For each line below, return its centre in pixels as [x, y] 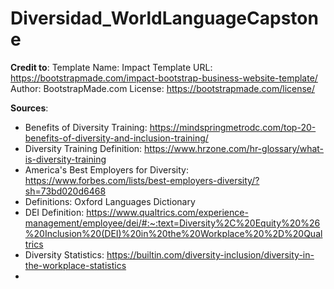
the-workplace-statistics [75, 265]
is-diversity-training [65, 159]
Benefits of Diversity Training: [86, 127]
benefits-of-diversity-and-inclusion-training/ [116, 138]
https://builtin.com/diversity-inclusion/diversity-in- [210, 254]
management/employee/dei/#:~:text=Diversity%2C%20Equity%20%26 [172, 223]
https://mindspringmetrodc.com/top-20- [233, 127]
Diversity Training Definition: [83, 148]
